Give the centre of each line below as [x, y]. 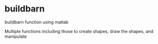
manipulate [16, 36]
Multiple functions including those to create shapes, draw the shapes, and [79, 31]
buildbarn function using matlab [37, 22]
